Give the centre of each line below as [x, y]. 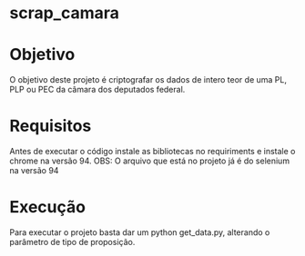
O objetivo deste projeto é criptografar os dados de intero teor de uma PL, [148, 80]
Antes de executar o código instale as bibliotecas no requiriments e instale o [152, 152]
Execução [48, 207]
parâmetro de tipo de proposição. [72, 242]
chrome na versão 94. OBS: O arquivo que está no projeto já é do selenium [149, 161]
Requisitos [51, 126]
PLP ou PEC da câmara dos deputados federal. [97, 90]
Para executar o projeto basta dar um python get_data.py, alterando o [140, 232]
